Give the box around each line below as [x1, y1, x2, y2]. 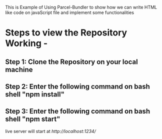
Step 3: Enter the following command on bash [5, 107, 150, 115]
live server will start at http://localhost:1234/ [5, 128, 96, 134]
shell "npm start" [5, 115, 60, 123]
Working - [5, 37, 48, 49]
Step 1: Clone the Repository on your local [5, 57, 138, 66]
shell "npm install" [5, 90, 65, 98]
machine [5, 65, 33, 74]
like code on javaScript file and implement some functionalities [5, 9, 134, 15]
